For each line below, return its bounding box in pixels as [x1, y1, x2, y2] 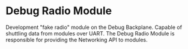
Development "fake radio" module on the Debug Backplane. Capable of [5, 24, 183, 31]
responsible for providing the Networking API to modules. [5, 36, 148, 43]
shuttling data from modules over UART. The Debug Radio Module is [5, 30, 175, 37]
